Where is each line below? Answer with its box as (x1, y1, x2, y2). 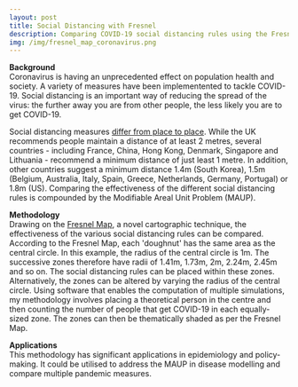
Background (9, 62, 56, 73)
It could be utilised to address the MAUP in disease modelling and (40, 359, 281, 369)
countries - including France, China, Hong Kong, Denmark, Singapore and (9, 146, 279, 156)
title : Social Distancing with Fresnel (9, 21, 157, 30)
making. (9, 359, 39, 369)
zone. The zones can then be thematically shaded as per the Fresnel (30, 313, 281, 324)
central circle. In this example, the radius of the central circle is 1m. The (9, 248, 270, 258)
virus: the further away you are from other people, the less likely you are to (9, 99, 282, 111)
